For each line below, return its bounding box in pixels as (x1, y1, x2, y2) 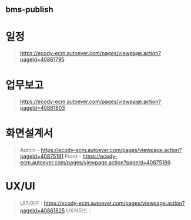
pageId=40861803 (19, 104, 65, 111)
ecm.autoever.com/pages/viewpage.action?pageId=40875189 (19, 159, 171, 166)
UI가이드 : (19, 199, 43, 207)
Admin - (19, 147, 40, 154)
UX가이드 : (66, 207, 91, 214)
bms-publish (5, 5, 53, 15)
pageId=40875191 (19, 153, 64, 160)
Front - (65, 153, 82, 160)
